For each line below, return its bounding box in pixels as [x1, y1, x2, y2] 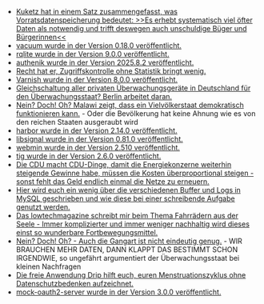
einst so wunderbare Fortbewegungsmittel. [15, 228, 158, 237]
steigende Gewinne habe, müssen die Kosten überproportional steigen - [15, 168, 254, 178]
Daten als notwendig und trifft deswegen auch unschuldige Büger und [15, 24, 247, 33]
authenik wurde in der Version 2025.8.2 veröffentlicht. [15, 58, 194, 67]
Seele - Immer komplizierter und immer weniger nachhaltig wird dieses [15, 219, 250, 229]
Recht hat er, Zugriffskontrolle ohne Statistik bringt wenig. [15, 66, 206, 75]
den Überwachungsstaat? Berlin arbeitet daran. [15, 92, 173, 101]
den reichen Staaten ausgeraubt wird [15, 118, 138, 126]
